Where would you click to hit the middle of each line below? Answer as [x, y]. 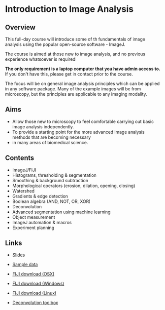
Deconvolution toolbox [35, 303]
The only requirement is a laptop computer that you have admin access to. [83, 69]
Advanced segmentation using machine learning [61, 212]
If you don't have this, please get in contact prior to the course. [69, 74]
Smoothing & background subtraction [50, 180]
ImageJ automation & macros [42, 222]
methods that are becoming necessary [51, 137]
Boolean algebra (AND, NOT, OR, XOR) [51, 201]
